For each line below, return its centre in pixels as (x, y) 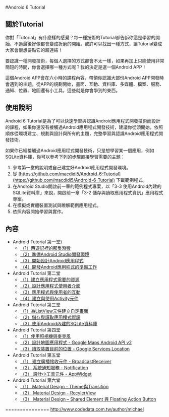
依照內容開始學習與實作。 (39, 212)
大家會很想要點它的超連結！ (34, 50)
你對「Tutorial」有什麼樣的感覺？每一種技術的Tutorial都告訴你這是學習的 (80, 37)
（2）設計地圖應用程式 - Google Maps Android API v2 (76, 342)
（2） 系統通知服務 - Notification (54, 368)
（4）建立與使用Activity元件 (49, 299)
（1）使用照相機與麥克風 (45, 336)
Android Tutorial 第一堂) (37, 242)
